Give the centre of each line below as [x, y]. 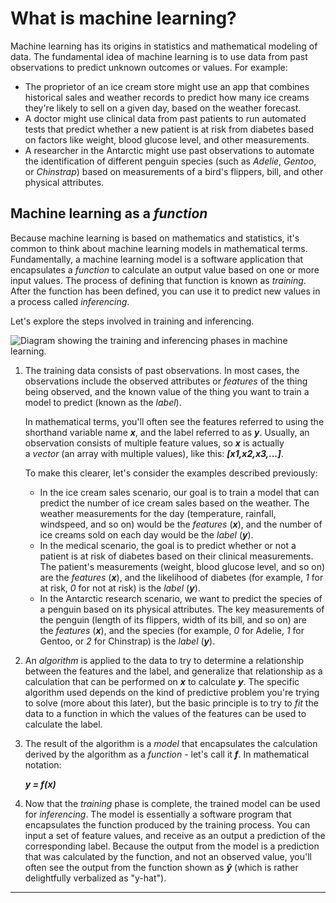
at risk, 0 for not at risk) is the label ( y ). [120, 588]
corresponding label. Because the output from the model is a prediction [172, 846]
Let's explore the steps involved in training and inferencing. [132, 321]
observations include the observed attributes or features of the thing [166, 381]
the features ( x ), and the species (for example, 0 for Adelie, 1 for [172, 630]
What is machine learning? [123, 18]
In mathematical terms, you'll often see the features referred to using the [174, 421]
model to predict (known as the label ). [103, 402]
